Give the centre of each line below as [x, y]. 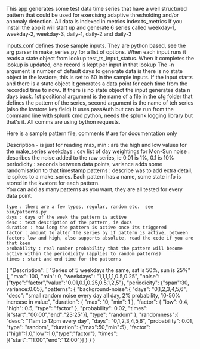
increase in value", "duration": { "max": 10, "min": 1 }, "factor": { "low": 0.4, [98, 302]
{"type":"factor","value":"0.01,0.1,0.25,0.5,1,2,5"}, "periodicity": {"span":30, [98, 283]
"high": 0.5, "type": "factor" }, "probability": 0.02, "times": [77, 308]
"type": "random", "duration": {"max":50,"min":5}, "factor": [78, 327]
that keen [19, 243]
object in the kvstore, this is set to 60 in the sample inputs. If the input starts [99, 77]
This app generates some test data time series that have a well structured [96, 9]
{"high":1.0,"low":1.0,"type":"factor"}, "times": [62, 333]
